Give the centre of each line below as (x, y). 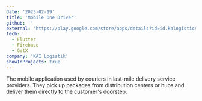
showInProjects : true (33, 62)
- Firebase (25, 45)
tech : (13, 34)
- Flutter (24, 39)
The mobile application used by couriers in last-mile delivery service (91, 79)
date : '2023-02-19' (31, 12)
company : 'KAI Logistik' (37, 56)
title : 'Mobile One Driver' (41, 17)
